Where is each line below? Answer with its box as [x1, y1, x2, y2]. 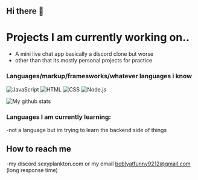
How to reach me [6, 144, 71, 155]
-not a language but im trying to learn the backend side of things [6, 126, 167, 133]
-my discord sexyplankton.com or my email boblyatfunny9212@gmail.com [6, 160, 191, 167]
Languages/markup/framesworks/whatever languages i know [6, 72, 192, 81]
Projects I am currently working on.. [6, 30, 190, 44]
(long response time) [6, 166, 59, 173]
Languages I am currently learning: [6, 113, 112, 121]
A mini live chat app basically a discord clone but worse [14, 50, 154, 58]
